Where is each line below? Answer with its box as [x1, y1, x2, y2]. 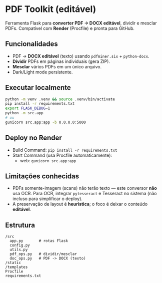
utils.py [9, 247, 28, 253]
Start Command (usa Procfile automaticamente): [12, 152, 112, 158]
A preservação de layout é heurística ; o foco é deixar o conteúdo [12, 201, 148, 207]
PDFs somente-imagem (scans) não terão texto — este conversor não [12, 185, 157, 191]
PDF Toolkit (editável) [5, 3, 96, 15]
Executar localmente [5, 83, 71, 92]
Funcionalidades [5, 40, 58, 48]
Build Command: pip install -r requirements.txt [12, 147, 117, 153]
